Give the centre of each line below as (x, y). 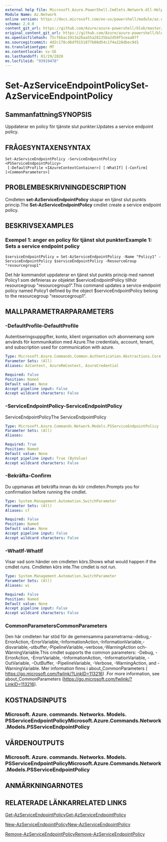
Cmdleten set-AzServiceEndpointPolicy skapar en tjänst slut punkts (76, 199)
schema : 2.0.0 (20, 24)
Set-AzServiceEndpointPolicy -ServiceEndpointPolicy (61, 159)
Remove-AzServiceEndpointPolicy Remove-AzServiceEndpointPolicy (75, 834)
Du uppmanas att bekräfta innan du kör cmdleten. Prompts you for (72, 486)
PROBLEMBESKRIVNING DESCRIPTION (66, 188)
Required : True (21, 444)
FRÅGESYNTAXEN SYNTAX (48, 148)
